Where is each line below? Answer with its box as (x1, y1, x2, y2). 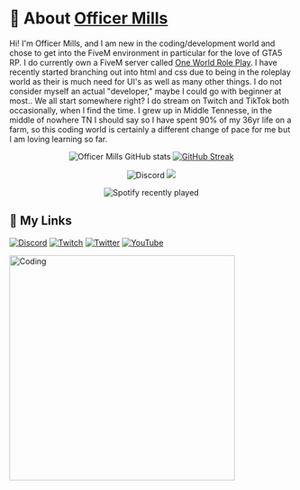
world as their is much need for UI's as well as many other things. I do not (9, 76, 282, 86)
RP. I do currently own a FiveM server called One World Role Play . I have (9, 57, 277, 68)
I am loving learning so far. (9, 133, 108, 144)
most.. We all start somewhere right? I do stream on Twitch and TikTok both (9, 95, 290, 106)
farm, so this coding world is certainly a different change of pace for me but (9, 123, 291, 134)
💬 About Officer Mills (9, 8, 168, 29)
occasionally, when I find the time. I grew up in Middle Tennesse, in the (9, 104, 273, 115)
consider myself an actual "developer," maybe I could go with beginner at (9, 86, 282, 96)
